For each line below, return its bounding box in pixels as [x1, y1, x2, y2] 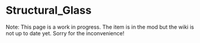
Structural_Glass [5, 4, 92, 17]
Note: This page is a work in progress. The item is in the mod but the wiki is [5, 23, 195, 30]
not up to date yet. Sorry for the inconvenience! [5, 29, 125, 36]
